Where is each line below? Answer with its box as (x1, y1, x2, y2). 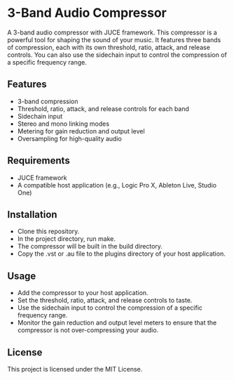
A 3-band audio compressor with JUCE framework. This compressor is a (7, 28, 217, 37)
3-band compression (17, 97, 78, 105)
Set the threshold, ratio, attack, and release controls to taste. (17, 296, 193, 305)
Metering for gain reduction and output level (17, 126, 145, 135)
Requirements (7, 155, 70, 166)
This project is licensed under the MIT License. (7, 365, 143, 373)
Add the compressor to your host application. (17, 289, 149, 297)
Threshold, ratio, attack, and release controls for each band (17, 104, 189, 113)
